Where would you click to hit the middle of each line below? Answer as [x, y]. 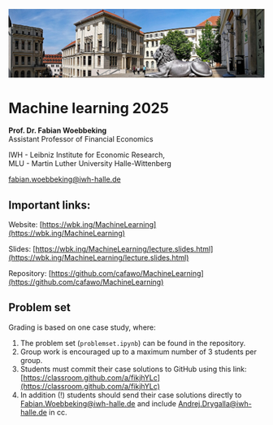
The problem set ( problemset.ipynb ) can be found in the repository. [133, 343]
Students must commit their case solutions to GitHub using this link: [133, 369]
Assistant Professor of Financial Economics [81, 139]
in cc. [58, 412]
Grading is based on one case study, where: [82, 327]
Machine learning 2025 [89, 108]
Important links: [50, 205]
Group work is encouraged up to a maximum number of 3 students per [139, 352]
